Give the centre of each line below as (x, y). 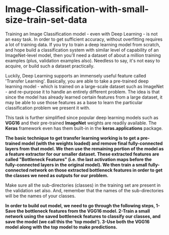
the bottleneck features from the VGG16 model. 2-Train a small (83, 211)
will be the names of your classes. (40, 196)
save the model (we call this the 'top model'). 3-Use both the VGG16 (77, 221)
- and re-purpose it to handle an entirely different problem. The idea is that (82, 92)
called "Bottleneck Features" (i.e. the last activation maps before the (78, 159)
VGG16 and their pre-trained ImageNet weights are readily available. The (81, 123)
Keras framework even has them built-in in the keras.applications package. (84, 128)
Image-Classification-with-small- (77, 9)
